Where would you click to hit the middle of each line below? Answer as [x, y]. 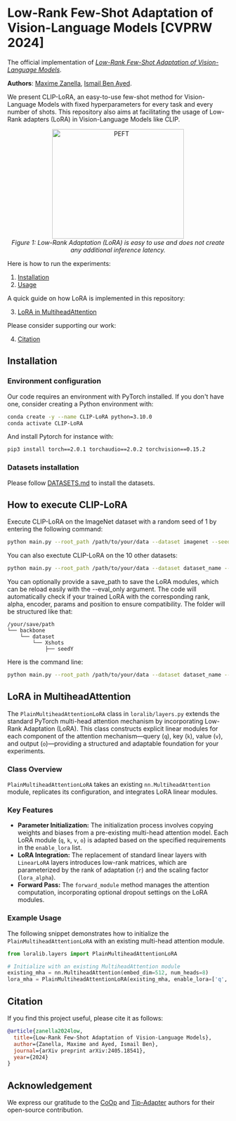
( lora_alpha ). [37, 877]
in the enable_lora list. [50, 848]
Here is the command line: [45, 662]
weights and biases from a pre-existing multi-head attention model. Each [123, 833]
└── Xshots [48, 643]
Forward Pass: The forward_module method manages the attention [113, 885]
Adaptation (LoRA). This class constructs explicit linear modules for [121, 729]
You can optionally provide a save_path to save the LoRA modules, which [113, 582]
